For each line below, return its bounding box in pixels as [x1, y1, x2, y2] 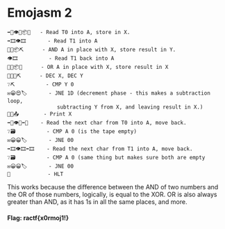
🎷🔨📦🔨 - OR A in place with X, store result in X [7, 63, 169, 70]
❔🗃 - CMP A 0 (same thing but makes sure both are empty [7, 154, 206, 161]
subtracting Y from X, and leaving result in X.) [56, 103, 203, 111]
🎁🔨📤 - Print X [7, 110, 72, 118]
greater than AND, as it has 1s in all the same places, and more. [7, 197, 187, 206]
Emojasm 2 [7, 5, 73, 21]
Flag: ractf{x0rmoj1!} [7, 214, 69, 222]
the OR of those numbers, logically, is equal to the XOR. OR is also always [7, 190, 217, 198]
